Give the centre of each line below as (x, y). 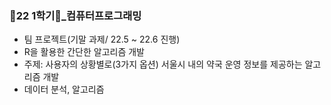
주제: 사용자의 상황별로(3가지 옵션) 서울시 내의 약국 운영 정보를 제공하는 (163, 64)
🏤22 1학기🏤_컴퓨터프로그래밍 (75, 15)
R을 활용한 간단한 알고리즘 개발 (84, 52)
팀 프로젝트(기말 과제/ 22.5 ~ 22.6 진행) (102, 39)
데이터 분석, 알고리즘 (64, 89)
